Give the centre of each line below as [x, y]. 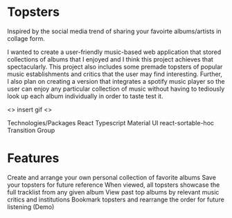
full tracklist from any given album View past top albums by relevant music [113, 192]
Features [33, 158]
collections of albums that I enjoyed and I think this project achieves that [110, 59]
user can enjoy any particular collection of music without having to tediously [116, 89]
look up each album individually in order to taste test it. [86, 96]
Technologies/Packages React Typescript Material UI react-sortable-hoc [111, 122]
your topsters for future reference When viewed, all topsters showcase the [114, 185]
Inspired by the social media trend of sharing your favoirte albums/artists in [114, 31]
